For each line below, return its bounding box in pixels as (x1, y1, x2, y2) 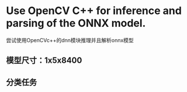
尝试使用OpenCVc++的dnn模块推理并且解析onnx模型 (6, 36, 134, 43)
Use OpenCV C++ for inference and (6, 4, 182, 18)
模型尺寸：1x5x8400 (6, 56, 82, 66)
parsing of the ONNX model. (6, 16, 146, 30)
